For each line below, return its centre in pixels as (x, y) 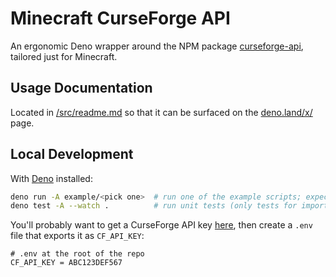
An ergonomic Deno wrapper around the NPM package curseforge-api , (157, 46)
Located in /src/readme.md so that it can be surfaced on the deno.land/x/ (161, 112)
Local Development (72, 154)
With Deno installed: (51, 178)
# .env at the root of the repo (77, 254)
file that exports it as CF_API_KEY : (77, 236)
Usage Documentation (81, 88)
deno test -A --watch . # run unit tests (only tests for (154, 206)
